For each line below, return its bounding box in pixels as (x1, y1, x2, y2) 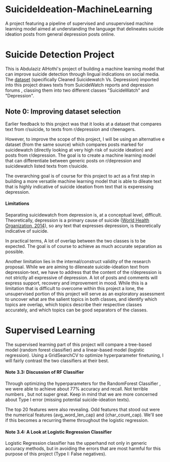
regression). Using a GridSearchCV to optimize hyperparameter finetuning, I (5, 352, 164, 358)
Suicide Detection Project (5, 49, 115, 60)
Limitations (5, 200, 29, 206)
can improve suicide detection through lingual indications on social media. (5, 71, 160, 77)
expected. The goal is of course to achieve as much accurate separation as (5, 243, 162, 249)
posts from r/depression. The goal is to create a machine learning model (5, 152, 156, 158)
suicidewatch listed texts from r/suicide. (5, 163, 89, 169)
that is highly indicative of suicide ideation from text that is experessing (5, 184, 154, 190)
